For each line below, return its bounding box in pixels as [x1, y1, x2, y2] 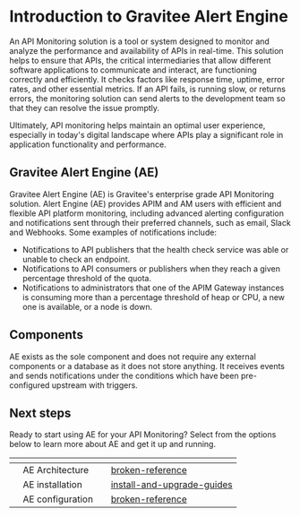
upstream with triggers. [51, 379, 139, 391]
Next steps [9, 405, 72, 420]
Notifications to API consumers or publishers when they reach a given [21, 263, 280, 274]
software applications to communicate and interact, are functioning [9, 65, 257, 75]
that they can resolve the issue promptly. [9, 102, 159, 113]
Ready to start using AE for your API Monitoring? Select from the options [9, 429, 277, 440]
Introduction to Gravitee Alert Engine [9, 6, 288, 27]
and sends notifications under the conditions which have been [9, 370, 239, 381]
